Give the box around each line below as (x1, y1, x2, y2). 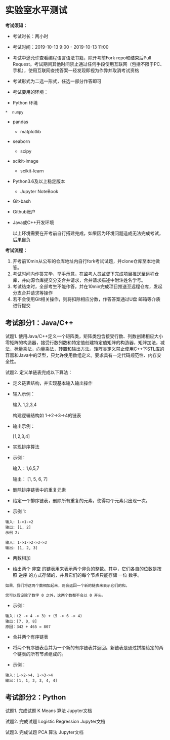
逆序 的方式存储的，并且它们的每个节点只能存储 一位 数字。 (18, 572, 142, 578)
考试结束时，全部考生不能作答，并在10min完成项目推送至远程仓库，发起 (12, 283, 163, 289)
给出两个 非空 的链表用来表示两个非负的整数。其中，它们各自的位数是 (12, 566, 157, 572)
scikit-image (12, 158, 39, 164)
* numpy (5, 109, 24, 115)
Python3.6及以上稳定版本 (12, 178, 66, 184)
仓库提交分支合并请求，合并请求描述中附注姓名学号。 (34, 277, 146, 283)
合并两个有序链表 (12, 634, 49, 640)
